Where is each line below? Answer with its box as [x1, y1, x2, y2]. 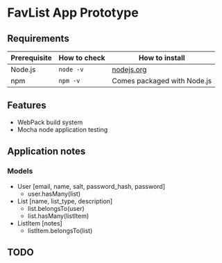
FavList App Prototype [7, 5, 139, 21]
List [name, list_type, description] [17, 196, 113, 205]
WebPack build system [17, 118, 83, 126]
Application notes [7, 146, 86, 158]
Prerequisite [10, 53, 52, 62]
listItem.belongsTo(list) [27, 226, 93, 235]
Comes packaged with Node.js [112, 76, 212, 85]
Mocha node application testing [17, 125, 108, 133]
